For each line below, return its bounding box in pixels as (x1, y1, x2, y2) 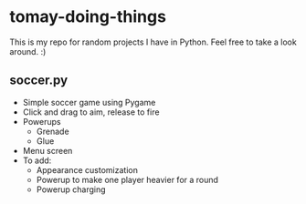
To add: (22, 155, 52, 166)
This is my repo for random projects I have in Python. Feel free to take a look (9, 36, 297, 47)
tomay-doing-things (9, 6, 167, 27)
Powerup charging (36, 184, 107, 195)
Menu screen (22, 145, 73, 156)
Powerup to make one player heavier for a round (36, 174, 219, 185)
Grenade (36, 126, 70, 137)
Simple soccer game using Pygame (22, 97, 156, 107)
